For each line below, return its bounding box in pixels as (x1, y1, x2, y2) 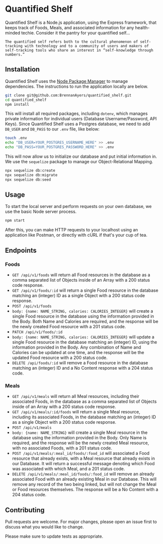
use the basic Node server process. (5, 208, 77, 215)
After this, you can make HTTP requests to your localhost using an (5, 227, 138, 233)
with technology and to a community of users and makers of (24, 43, 149, 48)
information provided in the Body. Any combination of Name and (12, 344, 141, 350)
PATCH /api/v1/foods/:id (12, 330, 63, 335)
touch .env (5, 135, 27, 141)
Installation (5, 65, 40, 74)
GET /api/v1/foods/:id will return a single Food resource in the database (12, 287, 159, 293)
